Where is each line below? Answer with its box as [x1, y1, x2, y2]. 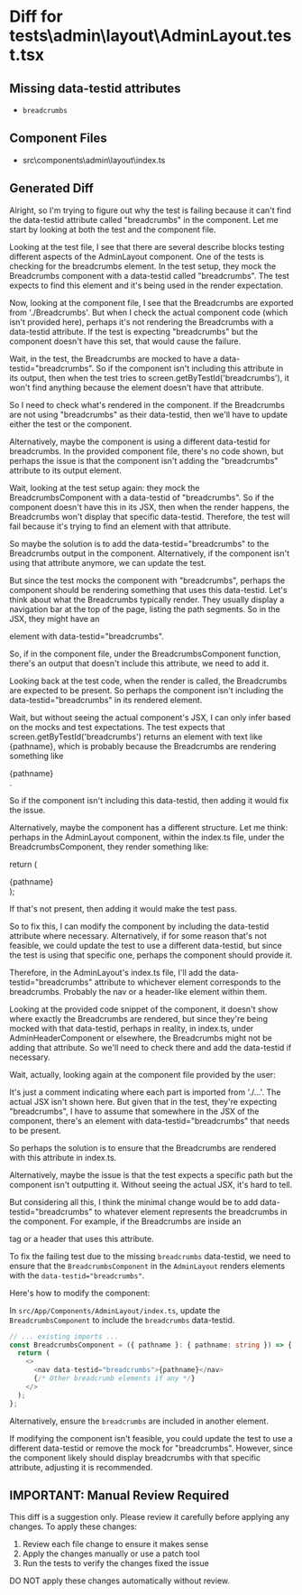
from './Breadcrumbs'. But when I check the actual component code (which [9, 307, 288, 318]
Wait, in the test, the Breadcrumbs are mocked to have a [9, 353, 218, 364]
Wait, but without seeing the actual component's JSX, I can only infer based [9, 711, 291, 723]
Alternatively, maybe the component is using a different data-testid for [9, 436, 270, 447]
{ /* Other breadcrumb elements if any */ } [32, 1374, 196, 1383]
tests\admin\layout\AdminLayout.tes [9, 25, 292, 46]
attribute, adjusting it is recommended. [9, 1461, 153, 1472]
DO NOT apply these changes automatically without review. [9, 1575, 230, 1586]
